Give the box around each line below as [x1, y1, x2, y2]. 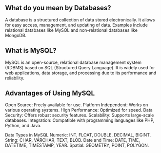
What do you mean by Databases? [5, 4, 111, 12]
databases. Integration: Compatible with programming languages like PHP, [5, 117, 155, 123]
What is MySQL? [5, 46, 57, 55]
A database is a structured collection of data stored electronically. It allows [5, 17, 155, 22]
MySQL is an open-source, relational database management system [5, 59, 142, 65]
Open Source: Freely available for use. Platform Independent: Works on [5, 102, 148, 108]
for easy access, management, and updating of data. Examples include [5, 22, 148, 28]
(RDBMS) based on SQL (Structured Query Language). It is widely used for [5, 64, 155, 70]
